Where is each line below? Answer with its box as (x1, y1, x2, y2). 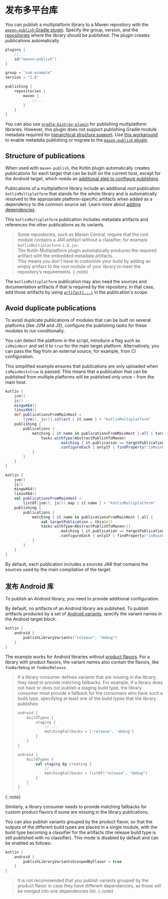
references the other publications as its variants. (5, 222, 105, 228)
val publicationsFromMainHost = (14, 496, 81, 501)
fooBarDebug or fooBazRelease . (5, 664, 67, 670)
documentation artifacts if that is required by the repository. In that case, (5, 284, 154, 290)
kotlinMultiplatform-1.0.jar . (17, 242, 80, 248)
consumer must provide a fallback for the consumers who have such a (17, 690, 163, 696)
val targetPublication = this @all (40, 519, 113, 525)
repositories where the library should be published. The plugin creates (5, 32, 150, 38)
